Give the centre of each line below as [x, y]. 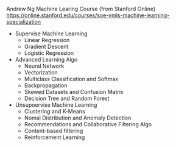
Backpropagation [46, 85]
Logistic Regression [49, 53]
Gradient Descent [46, 46]
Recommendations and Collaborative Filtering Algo [88, 124]
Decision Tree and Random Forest [67, 98]
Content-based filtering [54, 131]
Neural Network [44, 66]
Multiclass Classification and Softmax [71, 79]
